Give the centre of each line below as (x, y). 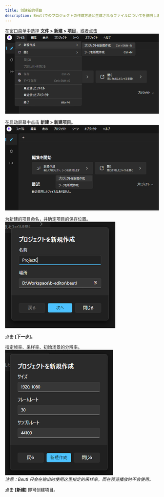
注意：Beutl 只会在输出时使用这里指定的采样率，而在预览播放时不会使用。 (79, 479)
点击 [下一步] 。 (20, 336)
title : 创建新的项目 (24, 10)
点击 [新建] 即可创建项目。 (31, 490)
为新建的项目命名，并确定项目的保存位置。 (48, 219)
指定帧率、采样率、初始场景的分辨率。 (43, 347)
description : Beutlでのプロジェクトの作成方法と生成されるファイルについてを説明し (81, 15)
